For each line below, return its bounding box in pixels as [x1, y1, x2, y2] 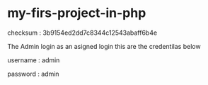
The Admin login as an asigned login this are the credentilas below [7, 42, 201, 50]
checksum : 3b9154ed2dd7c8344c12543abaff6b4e [7, 28, 158, 37]
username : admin [7, 55, 60, 64]
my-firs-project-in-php [7, 5, 146, 21]
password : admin [7, 69, 59, 78]
